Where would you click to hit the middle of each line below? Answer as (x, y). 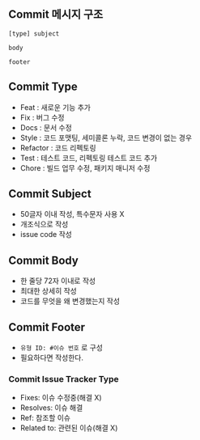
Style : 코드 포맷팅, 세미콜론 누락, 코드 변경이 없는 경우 (106, 137)
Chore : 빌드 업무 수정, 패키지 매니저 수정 (85, 167)
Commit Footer (47, 327)
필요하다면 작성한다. (51, 357)
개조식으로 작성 (44, 224)
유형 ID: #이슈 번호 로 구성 (62, 348)
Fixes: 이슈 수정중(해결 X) (61, 398)
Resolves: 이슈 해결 (51, 408)
